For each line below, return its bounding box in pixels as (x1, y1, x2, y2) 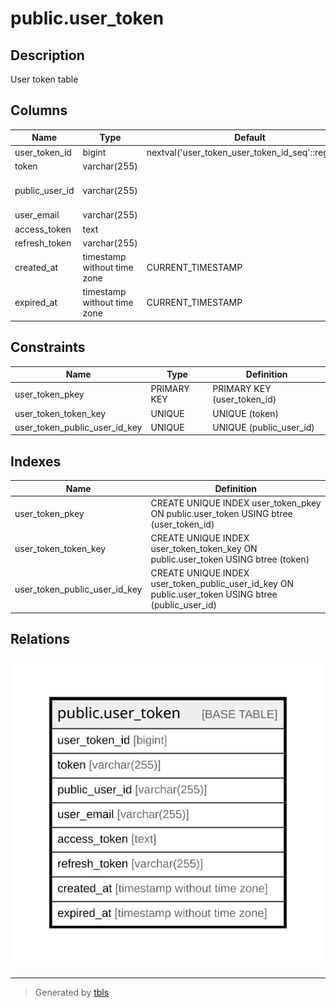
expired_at (14, 297, 58, 309)
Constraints (10, 339, 86, 356)
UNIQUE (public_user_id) (212, 421, 315, 433)
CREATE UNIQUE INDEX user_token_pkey (150, 497, 322, 509)
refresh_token (14, 237, 72, 249)
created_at (14, 262, 59, 274)
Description (10, 47, 85, 64)
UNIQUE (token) (212, 407, 279, 419)
